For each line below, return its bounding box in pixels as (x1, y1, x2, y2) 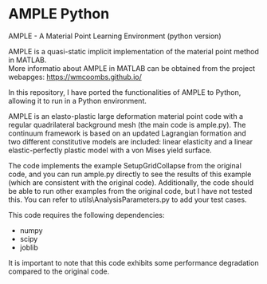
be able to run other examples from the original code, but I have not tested (8, 186, 253, 195)
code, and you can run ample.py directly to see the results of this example (8, 169, 252, 179)
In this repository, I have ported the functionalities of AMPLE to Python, (8, 87, 241, 97)
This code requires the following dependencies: (8, 210, 165, 219)
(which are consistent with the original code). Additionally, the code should (8, 177, 254, 187)
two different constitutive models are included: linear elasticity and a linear (8, 136, 253, 146)
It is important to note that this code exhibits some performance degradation (8, 258, 259, 267)
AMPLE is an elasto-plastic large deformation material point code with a (8, 111, 244, 120)
